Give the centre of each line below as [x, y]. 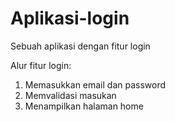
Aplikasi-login [70, 18]
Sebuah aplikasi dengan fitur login [80, 46]
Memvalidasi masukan [70, 95]
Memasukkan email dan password [95, 84]
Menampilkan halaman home [84, 106]
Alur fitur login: [41, 65]
